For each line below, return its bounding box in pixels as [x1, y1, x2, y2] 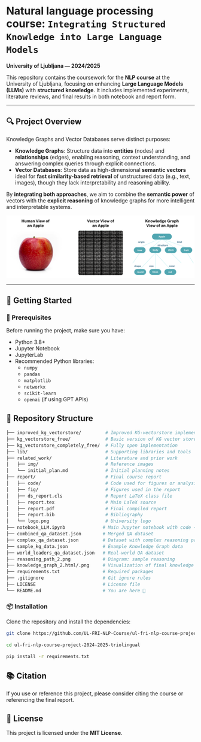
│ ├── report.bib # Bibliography [6, 512, 144, 518]
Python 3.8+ [14, 338, 46, 346]
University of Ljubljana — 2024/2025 [6, 62, 100, 69]
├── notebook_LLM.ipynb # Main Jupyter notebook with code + [6, 525, 197, 531]
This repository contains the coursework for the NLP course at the [6, 74, 170, 81]
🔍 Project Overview [6, 117, 82, 127]
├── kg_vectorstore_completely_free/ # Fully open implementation [6, 442, 178, 449]
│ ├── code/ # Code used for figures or [6, 480, 175, 486]
